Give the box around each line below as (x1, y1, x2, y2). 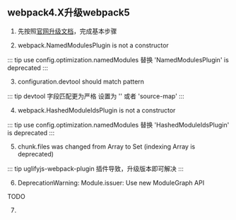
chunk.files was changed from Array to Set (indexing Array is (17, 142, 196, 151)
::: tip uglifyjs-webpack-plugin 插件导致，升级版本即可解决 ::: (7, 164, 184, 173)
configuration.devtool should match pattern (17, 77, 145, 86)
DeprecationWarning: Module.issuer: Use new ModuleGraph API (17, 178, 205, 187)
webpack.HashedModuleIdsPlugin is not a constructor (17, 105, 176, 115)
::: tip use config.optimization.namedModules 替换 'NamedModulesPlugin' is (7, 55, 230, 64)
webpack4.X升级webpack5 (7, 6, 131, 19)
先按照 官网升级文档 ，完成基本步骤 (17, 27, 117, 35)
